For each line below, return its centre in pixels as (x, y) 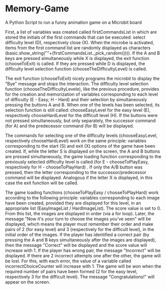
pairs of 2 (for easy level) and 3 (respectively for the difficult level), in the (80, 229)
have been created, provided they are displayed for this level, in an (73, 203)
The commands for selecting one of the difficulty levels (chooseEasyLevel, (81, 135)
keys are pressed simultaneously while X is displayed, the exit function (77, 58)
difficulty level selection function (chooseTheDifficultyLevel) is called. (76, 69)
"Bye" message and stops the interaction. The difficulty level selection (77, 84)
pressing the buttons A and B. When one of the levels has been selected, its (83, 105)
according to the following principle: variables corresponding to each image (83, 198)
